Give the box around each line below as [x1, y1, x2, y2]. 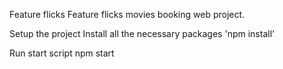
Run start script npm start [9, 47, 115, 59]
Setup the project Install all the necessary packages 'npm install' [9, 28, 276, 39]
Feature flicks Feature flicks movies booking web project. [9, 9, 246, 20]
